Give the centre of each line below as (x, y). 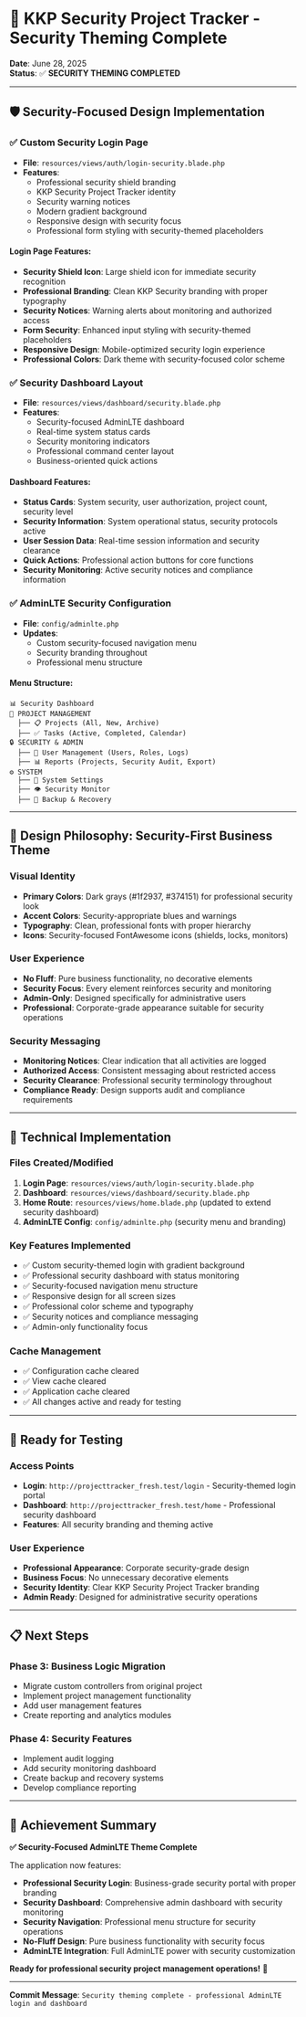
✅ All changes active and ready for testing (102, 1402)
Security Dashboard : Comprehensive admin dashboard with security (153, 1903)
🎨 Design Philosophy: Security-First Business (141, 836)
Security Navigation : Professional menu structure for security (139, 1922)
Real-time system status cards (93, 432)
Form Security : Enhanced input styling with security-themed (137, 330)
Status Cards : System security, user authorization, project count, (145, 502)
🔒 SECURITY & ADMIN (46, 742)
